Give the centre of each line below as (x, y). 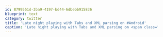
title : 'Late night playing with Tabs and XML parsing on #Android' (76, 23)
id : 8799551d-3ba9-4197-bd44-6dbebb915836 (49, 9)
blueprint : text (21, 14)
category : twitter (24, 18)
